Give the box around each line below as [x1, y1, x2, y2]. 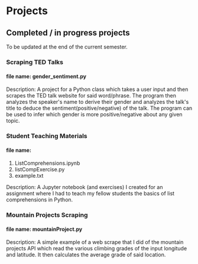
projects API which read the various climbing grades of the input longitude [6, 245, 187, 252]
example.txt [14, 172, 44, 180]
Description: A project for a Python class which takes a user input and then [6, 86, 189, 93]
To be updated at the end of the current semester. [6, 43, 128, 50]
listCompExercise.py [14, 166, 65, 173]
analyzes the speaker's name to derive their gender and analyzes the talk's [6, 99, 189, 106]
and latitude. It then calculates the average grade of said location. [6, 251, 166, 258]
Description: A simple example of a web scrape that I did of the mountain [6, 239, 184, 246]
